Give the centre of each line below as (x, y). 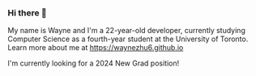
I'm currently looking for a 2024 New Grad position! (94, 63)
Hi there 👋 (28, 13)
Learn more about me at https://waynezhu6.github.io (96, 48)
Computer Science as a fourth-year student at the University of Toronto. (128, 39)
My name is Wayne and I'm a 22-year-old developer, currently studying (127, 31)
